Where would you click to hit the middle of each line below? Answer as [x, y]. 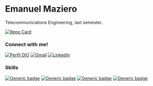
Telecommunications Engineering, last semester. [54, 22]
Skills [12, 68]
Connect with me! [27, 44]
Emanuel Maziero [41, 9]
